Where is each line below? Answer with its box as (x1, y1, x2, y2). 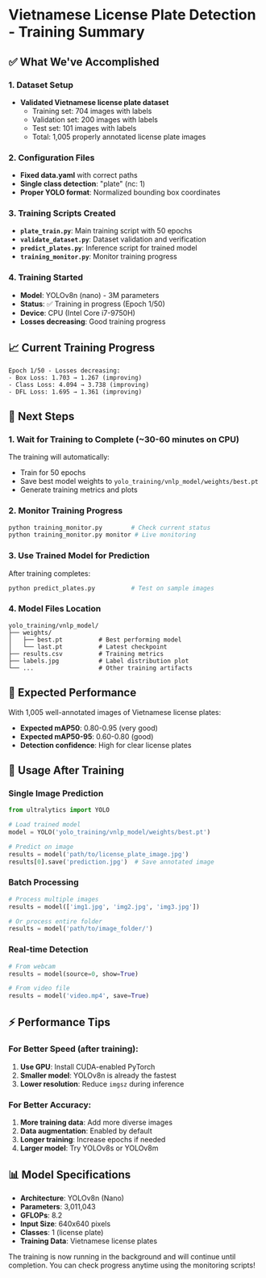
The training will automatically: (8, 452, 110, 462)
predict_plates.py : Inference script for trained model (19, 243, 197, 253)
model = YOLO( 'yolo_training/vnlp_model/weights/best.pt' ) (8, 828, 211, 837)
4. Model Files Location (8, 603, 102, 615)
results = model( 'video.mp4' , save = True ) (8, 992, 150, 1000)
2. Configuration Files (8, 152, 95, 163)
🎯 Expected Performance (8, 686, 137, 700)
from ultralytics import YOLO (8, 806, 110, 814)
